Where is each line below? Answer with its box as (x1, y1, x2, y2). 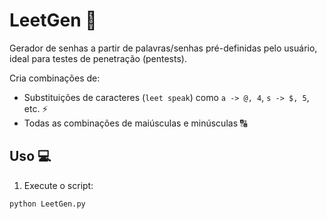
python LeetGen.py (9, 199, 86, 209)
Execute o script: (23, 179, 94, 191)
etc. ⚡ (23, 102, 49, 114)
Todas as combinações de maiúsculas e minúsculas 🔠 (23, 117, 248, 129)
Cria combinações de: (9, 72, 101, 84)
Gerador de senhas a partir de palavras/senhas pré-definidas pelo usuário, (9, 42, 318, 54)
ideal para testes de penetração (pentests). (9, 52, 187, 64)
